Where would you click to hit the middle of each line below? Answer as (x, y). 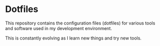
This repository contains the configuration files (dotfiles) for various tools (80, 23)
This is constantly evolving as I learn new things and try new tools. (74, 38)
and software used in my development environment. (59, 28)
